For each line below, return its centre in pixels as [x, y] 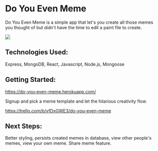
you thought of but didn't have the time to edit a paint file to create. [74, 27]
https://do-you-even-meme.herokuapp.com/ [51, 91]
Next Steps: [24, 126]
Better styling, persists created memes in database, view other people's [79, 138]
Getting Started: [30, 80]
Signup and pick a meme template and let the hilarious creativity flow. [76, 101]
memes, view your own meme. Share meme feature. [58, 143]
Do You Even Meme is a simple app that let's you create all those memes [79, 22]
